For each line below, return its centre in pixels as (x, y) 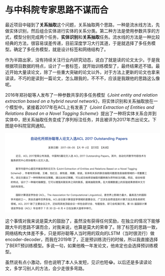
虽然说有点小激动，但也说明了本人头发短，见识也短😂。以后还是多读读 (77, 262)
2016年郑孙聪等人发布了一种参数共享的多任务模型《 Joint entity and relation (82, 95)
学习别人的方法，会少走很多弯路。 (52, 268)
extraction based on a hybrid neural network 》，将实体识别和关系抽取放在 (79, 101)
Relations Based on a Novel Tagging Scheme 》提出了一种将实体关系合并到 (81, 113)
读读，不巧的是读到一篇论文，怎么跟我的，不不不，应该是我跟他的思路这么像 (82, 78)
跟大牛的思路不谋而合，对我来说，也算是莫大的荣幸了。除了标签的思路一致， (82, 227)
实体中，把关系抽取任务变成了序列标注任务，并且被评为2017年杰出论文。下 (81, 119)
